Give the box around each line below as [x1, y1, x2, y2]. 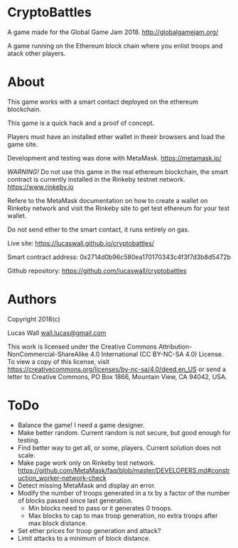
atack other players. [7, 49, 66, 57]
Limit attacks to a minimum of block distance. [17, 534, 151, 542]
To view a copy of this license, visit [7, 357, 110, 366]
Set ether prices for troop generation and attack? [17, 526, 161, 535]
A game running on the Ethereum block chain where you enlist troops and [7, 41, 223, 50]
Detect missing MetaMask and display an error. [17, 481, 156, 490]
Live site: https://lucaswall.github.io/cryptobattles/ [7, 239, 155, 247]
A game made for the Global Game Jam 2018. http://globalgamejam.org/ [7, 28, 219, 36]
